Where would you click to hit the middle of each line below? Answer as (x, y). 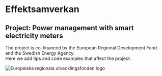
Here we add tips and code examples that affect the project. (68, 58)
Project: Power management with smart (70, 28)
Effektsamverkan (43, 9)
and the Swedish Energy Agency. (40, 53)
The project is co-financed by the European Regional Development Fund (81, 48)
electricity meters (34, 35)
